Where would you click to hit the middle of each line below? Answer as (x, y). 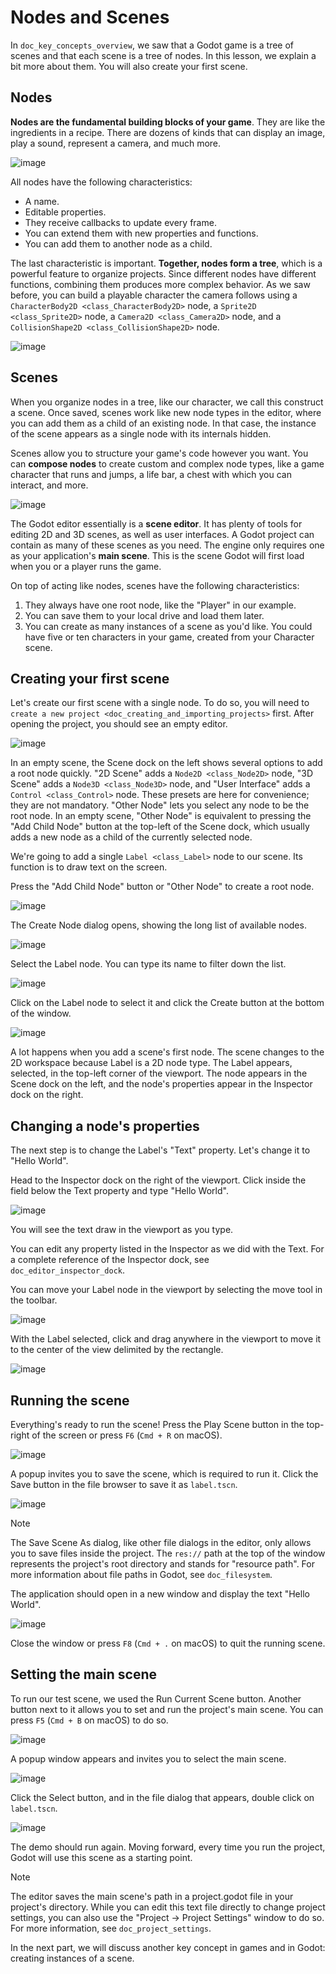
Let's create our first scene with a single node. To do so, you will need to (160, 703)
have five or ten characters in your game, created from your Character (169, 637)
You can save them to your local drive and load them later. (144, 615)
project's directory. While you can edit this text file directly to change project (168, 1907)
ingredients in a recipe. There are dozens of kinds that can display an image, (168, 132)
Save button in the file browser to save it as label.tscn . (124, 1484)
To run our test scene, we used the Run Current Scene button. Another (156, 1698)
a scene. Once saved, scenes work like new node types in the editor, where (166, 412)
